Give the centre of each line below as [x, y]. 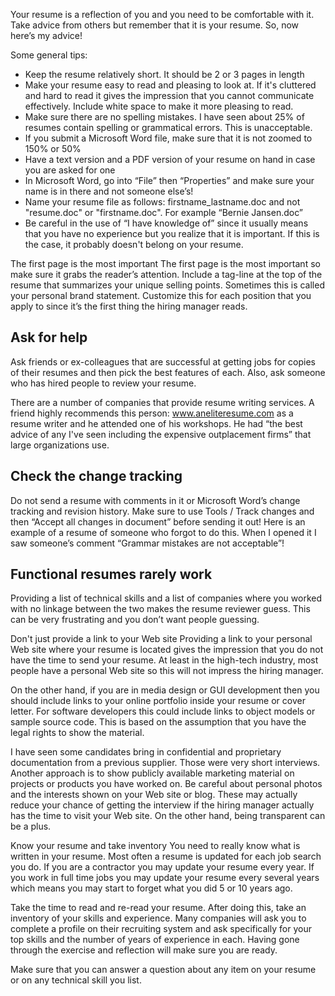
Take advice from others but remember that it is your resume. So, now [155, 25]
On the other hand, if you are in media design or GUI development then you [165, 690]
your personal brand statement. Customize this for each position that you [161, 295]
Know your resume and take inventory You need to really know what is [155, 846]
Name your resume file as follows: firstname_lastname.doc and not [162, 202]
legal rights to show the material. [77, 733]
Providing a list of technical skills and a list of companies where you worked [166, 598]
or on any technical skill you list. [76, 980]
